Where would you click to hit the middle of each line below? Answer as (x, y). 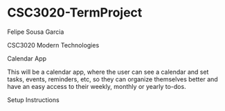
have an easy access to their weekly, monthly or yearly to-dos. (97, 86)
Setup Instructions (34, 100)
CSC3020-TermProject (75, 13)
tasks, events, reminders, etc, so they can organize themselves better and (112, 79)
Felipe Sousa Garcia (36, 32)
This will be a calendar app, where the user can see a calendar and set (108, 72)
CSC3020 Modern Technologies (53, 45)
